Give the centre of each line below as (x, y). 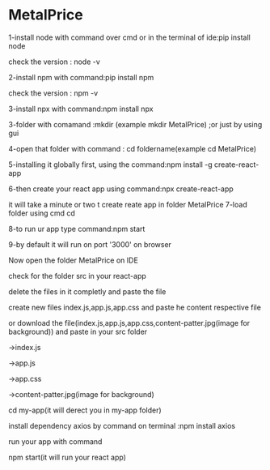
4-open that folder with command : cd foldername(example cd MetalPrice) (133, 148)
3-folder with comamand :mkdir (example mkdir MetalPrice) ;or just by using (135, 124)
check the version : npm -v (53, 93)
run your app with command (55, 441)
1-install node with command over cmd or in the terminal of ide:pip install (129, 37)
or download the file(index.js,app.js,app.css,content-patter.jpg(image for (129, 323)
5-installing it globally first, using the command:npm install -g (110, 164)
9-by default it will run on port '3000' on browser (90, 244)
